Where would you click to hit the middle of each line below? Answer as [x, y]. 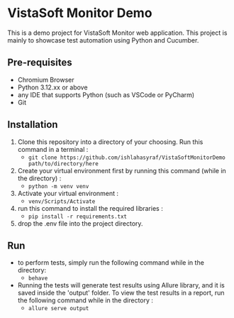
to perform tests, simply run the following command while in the [111, 263]
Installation [33, 125]
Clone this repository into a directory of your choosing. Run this [110, 142]
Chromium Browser [46, 79]
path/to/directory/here [63, 164]
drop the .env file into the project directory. [80, 223]
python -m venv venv [58, 186]
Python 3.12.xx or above [52, 87]
